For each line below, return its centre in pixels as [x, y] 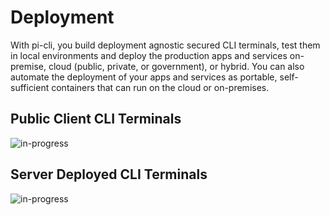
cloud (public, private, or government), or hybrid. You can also [176, 66]
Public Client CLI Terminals [96, 119]
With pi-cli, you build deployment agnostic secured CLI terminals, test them [165, 45]
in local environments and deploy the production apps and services [149, 55]
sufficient [30, 87]
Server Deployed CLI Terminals [109, 174]
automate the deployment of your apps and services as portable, [144, 77]
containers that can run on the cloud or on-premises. [160, 87]
